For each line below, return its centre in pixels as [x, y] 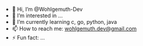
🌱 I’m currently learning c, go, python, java [64, 22]
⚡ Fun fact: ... [28, 38]
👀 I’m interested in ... [37, 16]
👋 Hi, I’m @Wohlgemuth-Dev [47, 9]
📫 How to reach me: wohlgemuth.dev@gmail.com [74, 29]
